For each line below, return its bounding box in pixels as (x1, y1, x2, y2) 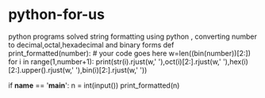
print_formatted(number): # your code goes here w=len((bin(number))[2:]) (8, 48, 252, 58)
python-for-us (8, 6, 106, 24)
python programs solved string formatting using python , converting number (8, 32, 258, 41)
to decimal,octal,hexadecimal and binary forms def (8, 40, 175, 49)
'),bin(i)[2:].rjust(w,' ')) (75, 65, 148, 74)
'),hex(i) (222, 57, 248, 66)
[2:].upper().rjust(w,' (8, 65, 74, 74)
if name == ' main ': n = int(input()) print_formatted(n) (8, 81, 180, 90)
